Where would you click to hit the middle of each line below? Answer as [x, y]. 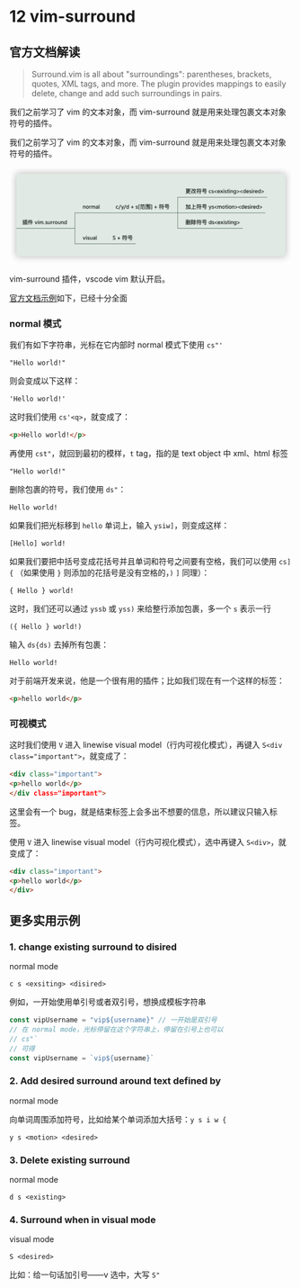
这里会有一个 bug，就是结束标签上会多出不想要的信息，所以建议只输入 [140, 811]
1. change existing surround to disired [93, 947]
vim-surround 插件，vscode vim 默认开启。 [90, 279]
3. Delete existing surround [70, 1160]
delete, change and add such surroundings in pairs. [127, 93]
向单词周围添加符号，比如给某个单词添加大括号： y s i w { [118, 1119]
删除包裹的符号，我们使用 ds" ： [68, 489]
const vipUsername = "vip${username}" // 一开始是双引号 [113, 1020]
